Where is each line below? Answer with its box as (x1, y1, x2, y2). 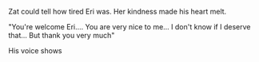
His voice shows (8, 46, 62, 55)
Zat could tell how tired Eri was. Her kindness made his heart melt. (8, 7, 227, 16)
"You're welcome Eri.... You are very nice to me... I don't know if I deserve (8, 22, 251, 31)
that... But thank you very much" (8, 31, 115, 40)
